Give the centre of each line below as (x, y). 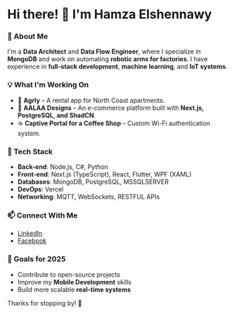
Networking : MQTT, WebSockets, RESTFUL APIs (89, 197)
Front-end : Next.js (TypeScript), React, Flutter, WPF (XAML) (104, 175)
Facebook (32, 241)
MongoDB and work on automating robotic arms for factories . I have (108, 59)
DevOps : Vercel (40, 189)
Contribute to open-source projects (69, 275)
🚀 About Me (28, 37)
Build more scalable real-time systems (74, 289)
